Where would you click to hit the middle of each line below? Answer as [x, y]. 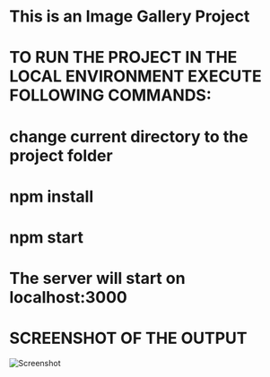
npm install [52, 197]
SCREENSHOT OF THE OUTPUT [129, 338]
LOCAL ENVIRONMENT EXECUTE [135, 77]
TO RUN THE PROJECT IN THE [123, 58]
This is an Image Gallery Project [130, 17]
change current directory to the [129, 137]
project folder [61, 155]
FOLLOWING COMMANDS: [111, 95]
